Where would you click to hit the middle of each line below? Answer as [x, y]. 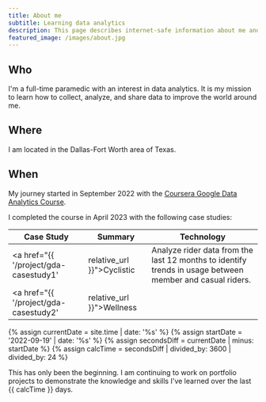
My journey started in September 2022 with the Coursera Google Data [123, 193]
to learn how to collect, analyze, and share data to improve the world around [133, 97]
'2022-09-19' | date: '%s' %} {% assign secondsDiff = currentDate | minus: [131, 340]
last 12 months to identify [199, 260]
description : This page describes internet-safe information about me [127, 30]
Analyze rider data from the [202, 250]
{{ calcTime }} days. [41, 389]
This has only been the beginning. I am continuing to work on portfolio [123, 372]
